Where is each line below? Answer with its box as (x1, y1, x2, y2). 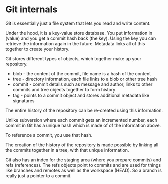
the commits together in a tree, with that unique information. (5, 147, 129, 153)
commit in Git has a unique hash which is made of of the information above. (5, 122, 161, 128)
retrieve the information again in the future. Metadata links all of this (5, 40, 145, 46)
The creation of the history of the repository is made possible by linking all (5, 142, 159, 148)
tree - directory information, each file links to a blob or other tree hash (12, 76, 157, 82)
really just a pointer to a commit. (5, 172, 72, 179)
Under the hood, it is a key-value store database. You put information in (5, 30, 153, 36)
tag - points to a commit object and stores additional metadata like (12, 92, 149, 98)
